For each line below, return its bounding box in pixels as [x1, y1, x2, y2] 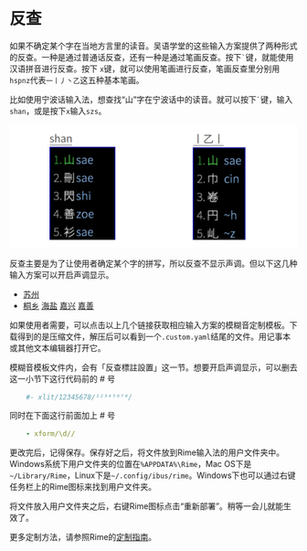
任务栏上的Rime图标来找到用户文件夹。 [9, 482, 157, 493]
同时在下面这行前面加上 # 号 [9, 410, 116, 421]
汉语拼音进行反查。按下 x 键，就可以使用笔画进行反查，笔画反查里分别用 [9, 63, 281, 74]
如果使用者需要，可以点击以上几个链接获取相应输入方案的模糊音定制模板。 [9, 319, 290, 330]
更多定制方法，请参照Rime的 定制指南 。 [9, 532, 157, 543]
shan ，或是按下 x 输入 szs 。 [9, 105, 107, 116]
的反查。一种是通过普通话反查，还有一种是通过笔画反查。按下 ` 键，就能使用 [9, 51, 294, 62]
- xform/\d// [26, 429, 76, 439]
